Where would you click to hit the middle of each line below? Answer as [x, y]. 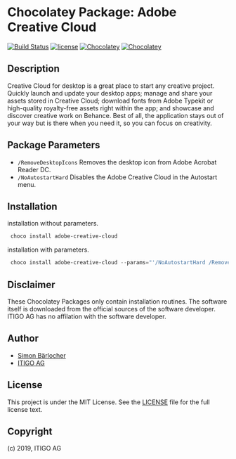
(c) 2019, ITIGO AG [34, 448]
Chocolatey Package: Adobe [92, 12]
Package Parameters [54, 145]
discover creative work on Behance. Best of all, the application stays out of [116, 115]
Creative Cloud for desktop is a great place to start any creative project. [111, 86]
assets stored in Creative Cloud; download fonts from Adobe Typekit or [110, 101]
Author [23, 338]
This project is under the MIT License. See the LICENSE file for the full [109, 402]
